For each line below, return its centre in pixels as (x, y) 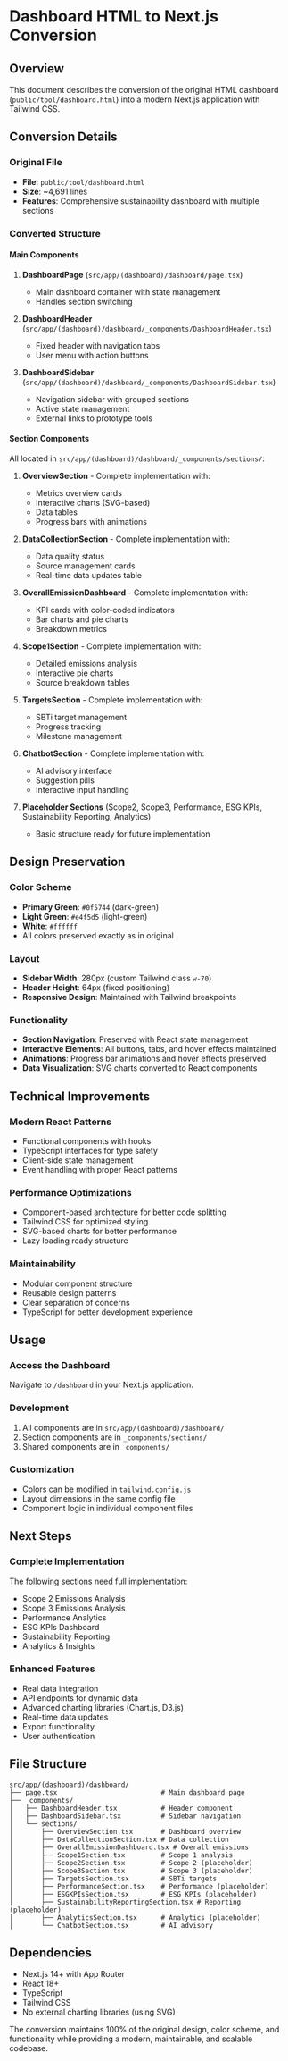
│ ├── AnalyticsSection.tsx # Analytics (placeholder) (135, 1918)
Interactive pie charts (74, 673)
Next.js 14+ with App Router (74, 1974)
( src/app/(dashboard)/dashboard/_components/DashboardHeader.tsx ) (147, 328)
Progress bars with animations (91, 522)
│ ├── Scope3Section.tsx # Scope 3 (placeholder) (131, 1871)
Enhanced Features (52, 1669)
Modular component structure (77, 1283)
